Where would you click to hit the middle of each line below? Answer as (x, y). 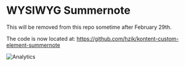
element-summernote (33, 45)
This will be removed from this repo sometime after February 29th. (89, 27)
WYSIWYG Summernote (69, 10)
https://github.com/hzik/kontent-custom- (128, 38)
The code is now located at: (41, 38)
